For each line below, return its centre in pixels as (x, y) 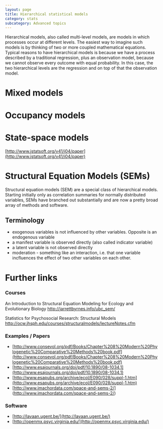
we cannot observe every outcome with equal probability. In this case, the (79, 63)
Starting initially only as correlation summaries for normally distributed (75, 195)
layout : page (18, 10)
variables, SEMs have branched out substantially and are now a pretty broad (81, 200)
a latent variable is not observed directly (52, 248)
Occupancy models (45, 115)
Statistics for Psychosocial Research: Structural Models (61, 318)
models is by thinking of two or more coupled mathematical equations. (76, 47)
